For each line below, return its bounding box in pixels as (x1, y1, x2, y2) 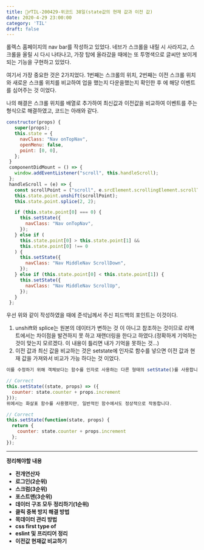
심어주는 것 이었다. (12, 86, 56, 94)
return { (12, 423, 34, 429)
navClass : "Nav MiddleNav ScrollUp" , (25, 283, 121, 289)
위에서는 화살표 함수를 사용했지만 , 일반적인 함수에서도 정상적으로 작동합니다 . (6, 400, 172, 407)
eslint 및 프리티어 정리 (15, 529, 68, 537)
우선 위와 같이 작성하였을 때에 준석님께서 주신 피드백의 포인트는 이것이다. (6, 311, 178, 319)
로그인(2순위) (15, 478, 47, 485)
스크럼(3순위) (15, 485, 47, 492)
